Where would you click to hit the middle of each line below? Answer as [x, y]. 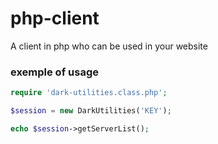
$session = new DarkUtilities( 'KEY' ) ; [91, 111]
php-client [55, 18]
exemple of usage [54, 72]
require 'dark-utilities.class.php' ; [89, 93]
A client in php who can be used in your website [109, 46]
